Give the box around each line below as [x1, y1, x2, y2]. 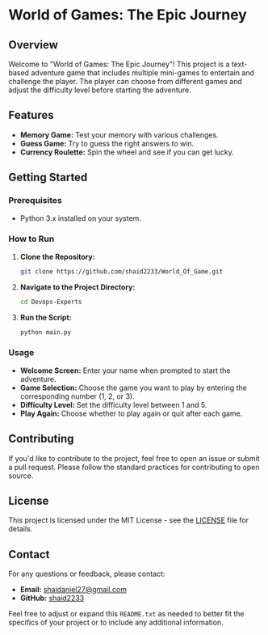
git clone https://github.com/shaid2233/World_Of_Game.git [19, 267, 224, 276]
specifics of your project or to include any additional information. [8, 617, 224, 628]
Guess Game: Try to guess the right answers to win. [19, 138, 195, 148]
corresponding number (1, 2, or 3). [19, 391, 135, 401]
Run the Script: [19, 312, 72, 322]
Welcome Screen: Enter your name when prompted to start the [19, 366, 232, 375]
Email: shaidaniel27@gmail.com [19, 585, 128, 595]
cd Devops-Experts [19, 298, 82, 306]
